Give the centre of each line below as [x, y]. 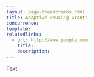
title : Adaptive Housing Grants [47, 18]
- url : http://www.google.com [50, 40]
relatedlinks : [24, 35]
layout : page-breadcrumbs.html [46, 12]
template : [19, 29]
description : [34, 52]
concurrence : [23, 23]
